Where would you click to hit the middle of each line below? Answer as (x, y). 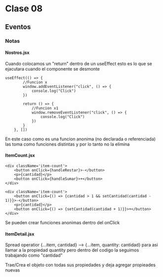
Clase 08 (24, 9)
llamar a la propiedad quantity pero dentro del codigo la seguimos (72, 250)
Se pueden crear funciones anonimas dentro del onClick (62, 222)
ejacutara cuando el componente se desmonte (53, 69)
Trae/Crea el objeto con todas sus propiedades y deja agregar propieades (80, 265)
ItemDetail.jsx (20, 234)
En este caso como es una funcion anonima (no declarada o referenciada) (81, 139)
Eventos (18, 27)
